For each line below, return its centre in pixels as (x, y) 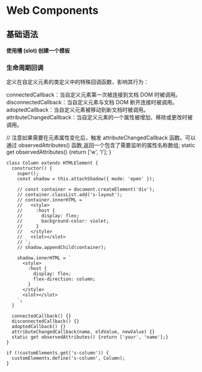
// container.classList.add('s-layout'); (70, 195)
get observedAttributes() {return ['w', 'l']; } (59, 152)
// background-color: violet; (63, 221)
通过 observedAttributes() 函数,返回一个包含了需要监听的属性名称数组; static (101, 145)
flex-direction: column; (64, 279)
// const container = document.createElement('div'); (86, 190)
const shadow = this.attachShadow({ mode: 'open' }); (86, 179)
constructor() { (32, 169)
